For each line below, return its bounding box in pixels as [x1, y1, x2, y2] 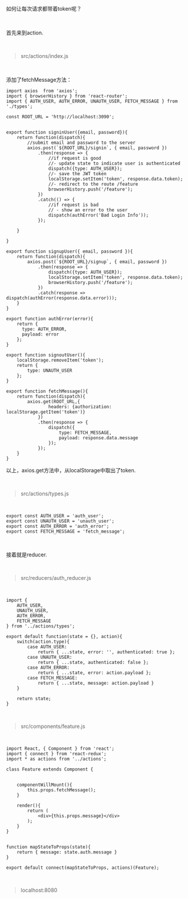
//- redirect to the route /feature [48, 181, 138, 187]
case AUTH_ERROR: [27, 665, 70, 671]
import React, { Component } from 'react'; [6, 746, 115, 752]
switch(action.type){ [17, 639, 70, 645]
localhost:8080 [20, 887, 58, 894]
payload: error [21, 331, 60, 337]
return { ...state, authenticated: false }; [37, 659, 149, 665]
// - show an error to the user [48, 207, 128, 213]
